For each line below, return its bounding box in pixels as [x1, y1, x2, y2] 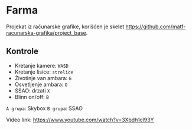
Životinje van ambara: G [14, 74, 72, 81]
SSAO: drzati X [14, 87, 50, 94]
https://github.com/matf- [125, 23, 186, 30]
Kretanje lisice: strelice [14, 68, 74, 75]
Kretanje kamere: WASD [14, 62, 69, 69]
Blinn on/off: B [14, 93, 49, 100]
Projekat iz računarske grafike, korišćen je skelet [6, 23, 125, 30]
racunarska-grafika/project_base [6, 29, 87, 36]
